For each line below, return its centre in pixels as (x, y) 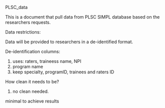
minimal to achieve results (32, 101)
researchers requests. (28, 22)
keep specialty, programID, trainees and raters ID (63, 72)
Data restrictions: (23, 32)
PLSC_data (16, 7)
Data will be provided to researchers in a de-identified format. (69, 42)
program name (28, 67)
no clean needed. (31, 91)
